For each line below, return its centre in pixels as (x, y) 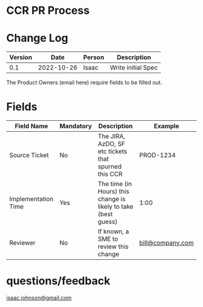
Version (21, 57)
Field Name (31, 126)
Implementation (31, 199)
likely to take (116, 207)
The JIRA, (111, 137)
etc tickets (112, 152)
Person (94, 57)
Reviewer (23, 243)
